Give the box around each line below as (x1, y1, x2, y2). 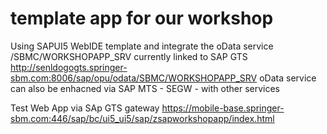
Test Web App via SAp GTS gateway (10, 102, 160, 114)
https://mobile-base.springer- (161, 102, 285, 114)
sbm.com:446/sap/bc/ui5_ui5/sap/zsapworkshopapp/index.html (10, 112, 275, 124)
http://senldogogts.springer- (10, 61, 128, 73)
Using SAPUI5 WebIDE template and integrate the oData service (10, 40, 274, 52)
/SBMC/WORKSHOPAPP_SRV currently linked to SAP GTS (10, 50, 248, 62)
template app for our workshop (10, 7, 274, 30)
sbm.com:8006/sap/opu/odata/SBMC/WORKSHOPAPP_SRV (10, 72, 258, 84)
